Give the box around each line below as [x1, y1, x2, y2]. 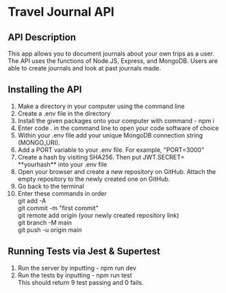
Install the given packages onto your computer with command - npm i [17, 116, 214, 125]
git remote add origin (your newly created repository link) [17, 211, 179, 219]
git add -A [17, 196, 47, 205]
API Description [8, 31, 76, 43]
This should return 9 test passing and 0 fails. [17, 278, 144, 286]
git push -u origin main [17, 225, 82, 233]
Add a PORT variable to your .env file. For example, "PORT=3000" [17, 145, 205, 154]
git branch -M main [17, 218, 73, 227]
